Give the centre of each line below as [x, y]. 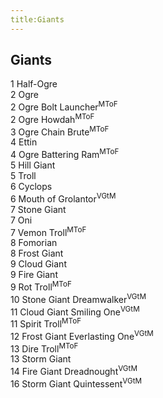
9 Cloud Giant [38, 264]
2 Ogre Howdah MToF [52, 118]
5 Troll [23, 176]
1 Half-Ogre [34, 84]
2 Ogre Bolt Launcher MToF [64, 106]
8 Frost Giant [37, 253]
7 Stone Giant [38, 209]
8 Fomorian [34, 243]
